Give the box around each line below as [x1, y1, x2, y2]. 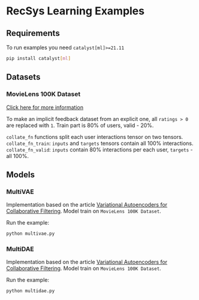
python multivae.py [6, 231, 55, 237]
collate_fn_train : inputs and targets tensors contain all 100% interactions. [6, 140, 194, 147]
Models [6, 169, 35, 180]
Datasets [6, 72, 41, 82]
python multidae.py [6, 288, 55, 294]
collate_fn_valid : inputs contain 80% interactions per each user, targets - [6, 146, 193, 153]
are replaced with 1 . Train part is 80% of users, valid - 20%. [6, 122, 154, 129]
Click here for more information [6, 104, 84, 111]
